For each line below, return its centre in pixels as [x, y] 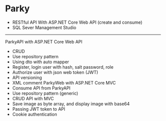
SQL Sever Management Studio [44, 27]
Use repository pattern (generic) [45, 93]
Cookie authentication [35, 114]
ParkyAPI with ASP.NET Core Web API [44, 41]
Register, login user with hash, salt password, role [63, 67]
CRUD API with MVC [33, 98]
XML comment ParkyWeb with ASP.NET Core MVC [64, 82]
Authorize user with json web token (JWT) [55, 72]
